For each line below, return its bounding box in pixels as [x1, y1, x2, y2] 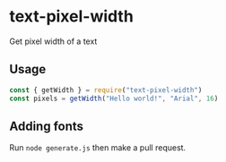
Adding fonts [9, 118, 83, 133]
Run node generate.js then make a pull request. [9, 142, 187, 153]
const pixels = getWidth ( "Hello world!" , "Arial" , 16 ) [9, 94, 219, 103]
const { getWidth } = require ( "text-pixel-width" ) [9, 85, 203, 95]
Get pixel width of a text [9, 36, 98, 47]
